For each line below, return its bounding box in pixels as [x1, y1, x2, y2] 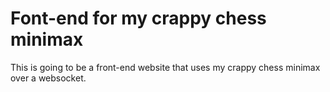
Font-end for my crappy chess [10, 7, 267, 30]
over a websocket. [10, 72, 87, 84]
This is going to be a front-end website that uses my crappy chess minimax [10, 61, 321, 73]
